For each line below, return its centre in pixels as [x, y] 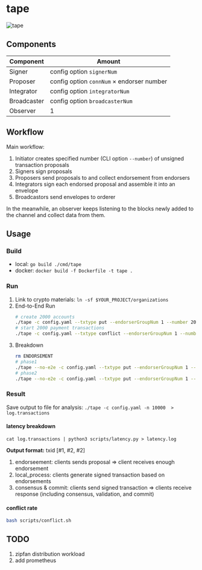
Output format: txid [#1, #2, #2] [46, 450]
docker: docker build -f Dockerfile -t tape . [74, 271]
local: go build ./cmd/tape [48, 264]
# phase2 [26, 373]
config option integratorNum [90, 91]
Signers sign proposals [43, 171]
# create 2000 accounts [45, 317]
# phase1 [26, 362]
